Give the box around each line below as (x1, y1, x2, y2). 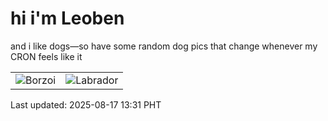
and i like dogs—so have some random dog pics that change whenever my (10, 40, 318, 52)
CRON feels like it (10, 50, 83, 62)
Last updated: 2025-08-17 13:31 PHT (10, 98, 162, 111)
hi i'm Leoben (10, 7, 125, 30)
